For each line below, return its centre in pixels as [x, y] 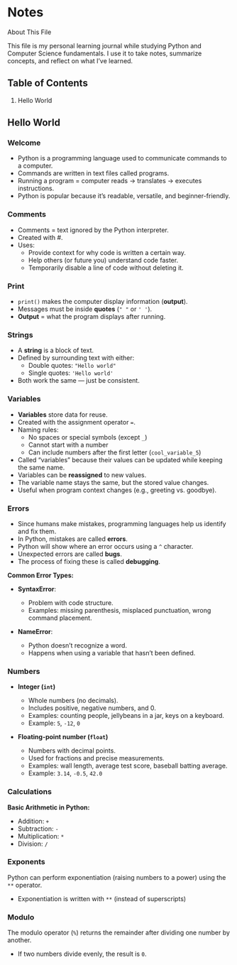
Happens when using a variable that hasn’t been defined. [112, 653]
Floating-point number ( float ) [63, 737]
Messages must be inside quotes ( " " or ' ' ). [85, 309]
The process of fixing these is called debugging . [89, 561]
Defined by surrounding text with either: [76, 358]
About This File [29, 32]
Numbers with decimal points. [72, 751]
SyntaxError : [37, 589]
